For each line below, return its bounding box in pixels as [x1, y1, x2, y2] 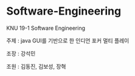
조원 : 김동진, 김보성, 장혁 [6, 63, 66, 70]
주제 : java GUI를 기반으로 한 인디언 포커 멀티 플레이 [6, 36, 130, 44]
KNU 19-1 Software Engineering [6, 24, 85, 32]
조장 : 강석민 [6, 50, 36, 57]
